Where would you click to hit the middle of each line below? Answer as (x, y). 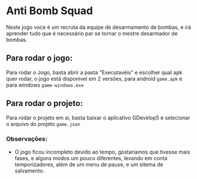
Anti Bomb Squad (49, 11)
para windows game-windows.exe (45, 85)
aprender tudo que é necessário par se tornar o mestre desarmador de (92, 33)
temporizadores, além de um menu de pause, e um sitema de (89, 164)
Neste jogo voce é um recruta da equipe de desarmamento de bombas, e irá (98, 27)
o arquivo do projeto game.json (43, 124)
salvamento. (29, 170)
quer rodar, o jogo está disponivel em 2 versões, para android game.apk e (94, 78)
